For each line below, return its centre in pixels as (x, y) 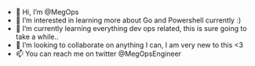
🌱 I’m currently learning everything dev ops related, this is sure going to (131, 28)
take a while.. (37, 36)
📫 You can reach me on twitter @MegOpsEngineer (98, 54)
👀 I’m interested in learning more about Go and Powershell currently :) (128, 20)
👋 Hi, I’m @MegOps (47, 12)
